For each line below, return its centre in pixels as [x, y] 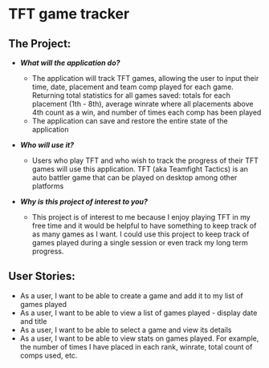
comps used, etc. [49, 355]
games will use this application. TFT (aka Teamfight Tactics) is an [140, 169]
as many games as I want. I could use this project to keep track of [141, 234]
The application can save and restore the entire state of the [130, 121]
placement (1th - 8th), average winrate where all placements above [143, 104]
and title [33, 321]
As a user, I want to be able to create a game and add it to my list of [131, 295]
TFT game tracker [69, 14]
